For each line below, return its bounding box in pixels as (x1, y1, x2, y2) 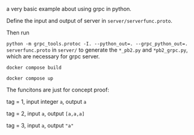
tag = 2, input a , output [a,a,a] (6, 110, 85, 117)
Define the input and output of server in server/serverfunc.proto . (6, 17, 173, 24)
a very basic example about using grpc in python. (6, 6, 132, 12)
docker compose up (6, 75, 53, 82)
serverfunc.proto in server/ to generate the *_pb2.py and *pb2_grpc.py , (6, 46, 188, 53)
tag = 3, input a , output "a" (6, 122, 74, 129)
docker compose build (6, 64, 62, 71)
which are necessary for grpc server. (6, 53, 100, 60)
